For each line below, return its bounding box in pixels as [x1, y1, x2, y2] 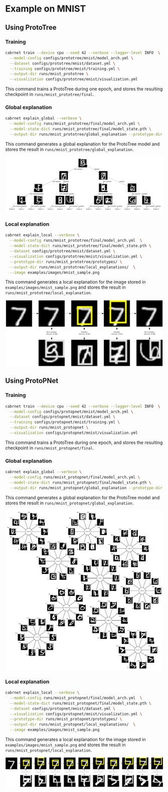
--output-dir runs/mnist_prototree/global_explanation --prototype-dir [10, 132, 163, 137]
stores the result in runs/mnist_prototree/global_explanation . [5, 146, 134, 152]
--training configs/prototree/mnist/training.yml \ [10, 66, 120, 71]
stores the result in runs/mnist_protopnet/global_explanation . [5, 500, 134, 506]
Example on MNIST [5, 3, 86, 15]
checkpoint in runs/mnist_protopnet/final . [5, 444, 94, 451]
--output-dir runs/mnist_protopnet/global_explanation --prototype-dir [10, 485, 163, 490]
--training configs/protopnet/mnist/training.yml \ [10, 420, 120, 425]
